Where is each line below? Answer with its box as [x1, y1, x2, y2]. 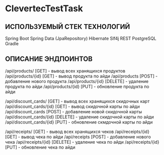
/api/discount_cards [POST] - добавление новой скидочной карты [5, 108, 142, 114]
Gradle [5, 41, 19, 47]
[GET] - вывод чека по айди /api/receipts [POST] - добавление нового [5, 133, 151, 140]
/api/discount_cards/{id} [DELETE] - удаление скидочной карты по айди [5, 114, 154, 120]
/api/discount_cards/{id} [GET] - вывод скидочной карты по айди [5, 103, 140, 109]
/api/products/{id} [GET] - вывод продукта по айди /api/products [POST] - [5, 73, 158, 79]
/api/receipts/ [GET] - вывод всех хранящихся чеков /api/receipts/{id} [5, 129, 150, 134]
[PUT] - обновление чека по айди [5, 144, 76, 150]
